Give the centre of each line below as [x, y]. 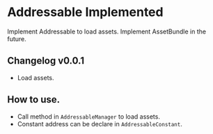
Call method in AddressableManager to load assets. [88, 117]
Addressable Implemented [85, 12]
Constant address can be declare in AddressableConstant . [100, 124]
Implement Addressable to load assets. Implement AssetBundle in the [107, 31]
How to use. [34, 99]
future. [17, 38]
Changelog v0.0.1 [46, 61]
